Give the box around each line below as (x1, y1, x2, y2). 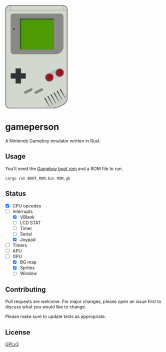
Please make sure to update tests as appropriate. (5, 313, 106, 319)
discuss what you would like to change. (5, 304, 86, 310)
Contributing (5, 285, 46, 293)
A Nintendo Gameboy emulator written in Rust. (5, 137, 101, 143)
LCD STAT (19, 219, 41, 225)
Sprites (19, 265, 35, 271)
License (5, 328, 30, 336)
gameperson (5, 121, 59, 132)
